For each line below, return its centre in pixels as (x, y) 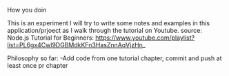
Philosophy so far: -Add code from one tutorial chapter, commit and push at (114, 58)
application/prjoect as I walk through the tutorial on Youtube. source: (104, 30)
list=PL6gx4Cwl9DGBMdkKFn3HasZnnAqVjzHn (75, 45)
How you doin (27, 10)
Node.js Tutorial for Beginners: (51, 38)
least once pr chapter (38, 65)
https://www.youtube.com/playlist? (145, 38)
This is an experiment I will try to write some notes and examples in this (109, 23)
